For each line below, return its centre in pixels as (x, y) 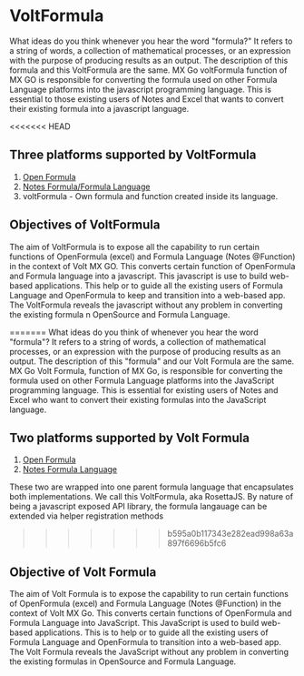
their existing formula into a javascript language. (99, 108)
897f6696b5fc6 (197, 543)
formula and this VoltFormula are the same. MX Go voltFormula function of (148, 70)
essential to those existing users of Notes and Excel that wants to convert (147, 99)
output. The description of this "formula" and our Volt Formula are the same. (152, 361)
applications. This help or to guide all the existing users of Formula (159, 285)
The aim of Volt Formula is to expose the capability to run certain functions (149, 594)
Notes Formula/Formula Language (86, 187)
